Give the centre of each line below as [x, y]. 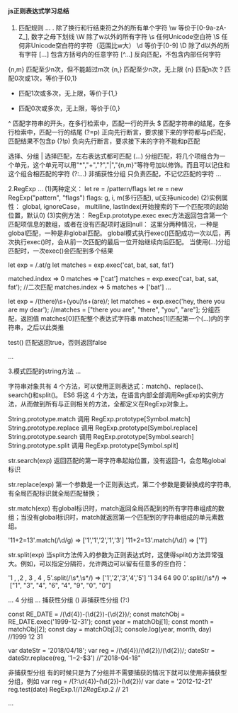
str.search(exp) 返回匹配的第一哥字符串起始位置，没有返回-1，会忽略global [117, 461]
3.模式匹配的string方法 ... [45, 371]
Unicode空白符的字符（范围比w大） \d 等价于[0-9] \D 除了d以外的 [127, 45]
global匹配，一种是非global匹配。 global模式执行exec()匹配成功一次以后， [117, 233]
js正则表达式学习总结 [39, 11]
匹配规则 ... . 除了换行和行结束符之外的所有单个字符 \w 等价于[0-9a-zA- [122, 28]
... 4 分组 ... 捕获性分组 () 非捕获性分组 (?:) [69, 600]
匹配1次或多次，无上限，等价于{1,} [68, 93]
